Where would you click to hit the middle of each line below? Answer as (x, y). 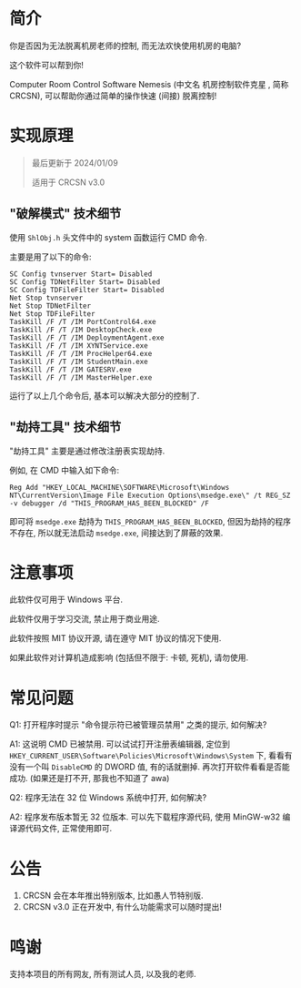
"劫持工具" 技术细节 (65, 428)
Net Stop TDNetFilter (50, 306)
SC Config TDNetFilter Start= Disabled (85, 282)
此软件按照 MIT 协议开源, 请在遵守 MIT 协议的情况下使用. (115, 638)
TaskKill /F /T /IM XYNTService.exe (79, 346)
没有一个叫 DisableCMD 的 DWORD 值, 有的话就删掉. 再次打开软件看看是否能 (150, 767)
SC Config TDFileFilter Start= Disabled (87, 290)
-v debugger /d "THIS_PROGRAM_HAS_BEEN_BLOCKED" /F (109, 503)
